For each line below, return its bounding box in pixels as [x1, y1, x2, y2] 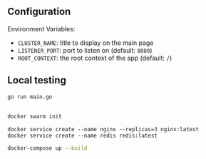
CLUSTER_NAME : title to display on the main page [17, 39, 154, 47]
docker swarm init [7, 113, 62, 120]
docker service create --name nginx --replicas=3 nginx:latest [7, 125, 200, 133]
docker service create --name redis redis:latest [7, 132, 158, 139]
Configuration [7, 6, 71, 18]
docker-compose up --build [7, 144, 88, 152]
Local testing [7, 74, 66, 86]
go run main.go [7, 93, 53, 101]
